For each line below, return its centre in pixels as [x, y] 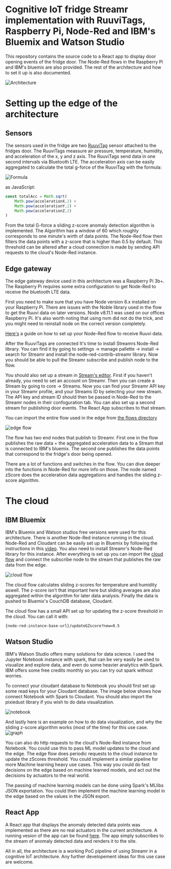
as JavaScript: [20, 187]
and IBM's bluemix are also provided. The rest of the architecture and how [83, 67]
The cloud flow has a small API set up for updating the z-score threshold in [84, 611]
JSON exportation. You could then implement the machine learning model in [85, 791]
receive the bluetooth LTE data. [38, 292]
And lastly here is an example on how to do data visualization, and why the [84, 722]
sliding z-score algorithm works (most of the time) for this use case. [77, 727]
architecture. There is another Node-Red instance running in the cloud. [80, 538]
